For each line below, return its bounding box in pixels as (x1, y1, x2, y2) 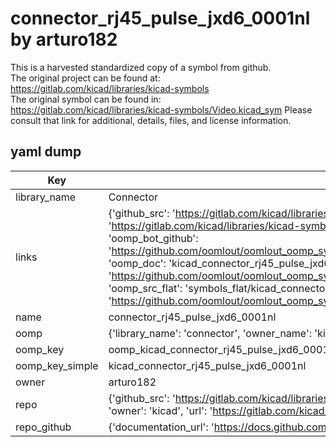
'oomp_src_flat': (108, 281, 183, 295)
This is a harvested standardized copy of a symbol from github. (10, 61, 272, 73)
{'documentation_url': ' (108, 420, 215, 434)
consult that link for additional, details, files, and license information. (10, 114, 292, 126)
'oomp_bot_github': (108, 231, 199, 245)
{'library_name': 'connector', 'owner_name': (108, 326, 313, 340)
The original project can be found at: (10, 72, 161, 84)
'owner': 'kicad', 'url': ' (108, 403, 213, 417)
